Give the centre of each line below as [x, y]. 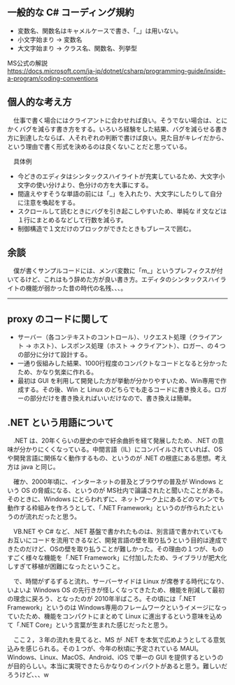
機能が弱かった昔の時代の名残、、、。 [76, 288]
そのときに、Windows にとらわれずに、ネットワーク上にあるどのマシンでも [116, 499]
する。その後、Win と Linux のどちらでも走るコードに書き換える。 [119, 389]
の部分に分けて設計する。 [54, 354]
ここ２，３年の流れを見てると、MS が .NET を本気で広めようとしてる [113, 640]
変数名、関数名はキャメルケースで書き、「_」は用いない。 [100, 31]
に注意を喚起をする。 [48, 202]
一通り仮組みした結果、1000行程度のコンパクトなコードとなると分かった [122, 363]
